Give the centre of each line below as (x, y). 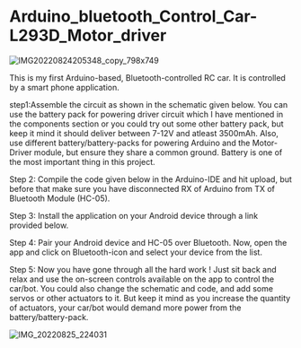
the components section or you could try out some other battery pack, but (147, 124)
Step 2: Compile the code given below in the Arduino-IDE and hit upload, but (150, 179)
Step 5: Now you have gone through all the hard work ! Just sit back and (143, 269)
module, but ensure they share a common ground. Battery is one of (158, 152)
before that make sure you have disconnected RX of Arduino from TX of (142, 188)
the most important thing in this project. (82, 161)
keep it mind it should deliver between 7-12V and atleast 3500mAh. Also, (144, 133)
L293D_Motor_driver (88, 35)
